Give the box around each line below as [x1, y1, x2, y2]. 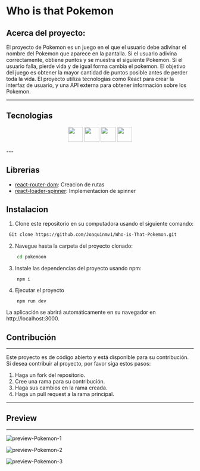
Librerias [6, 165, 40, 175]
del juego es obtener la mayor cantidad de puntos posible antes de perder [6, 69, 188, 76]
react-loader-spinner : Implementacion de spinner [14, 187, 136, 194]
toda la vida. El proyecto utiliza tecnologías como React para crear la [6, 76, 174, 82]
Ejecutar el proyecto [14, 287, 64, 294]
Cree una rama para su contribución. [14, 378, 105, 385]
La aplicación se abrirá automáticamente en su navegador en [6, 308, 156, 316]
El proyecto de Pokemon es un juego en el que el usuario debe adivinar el [6, 43, 186, 51]
